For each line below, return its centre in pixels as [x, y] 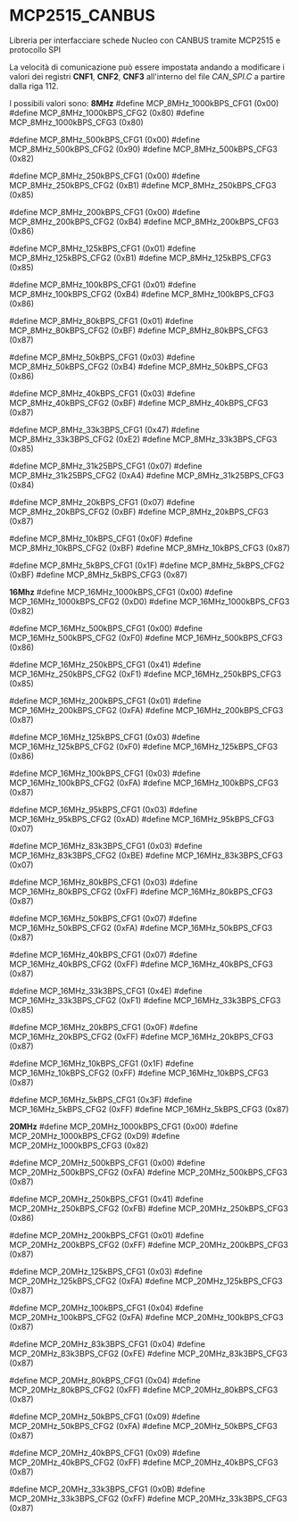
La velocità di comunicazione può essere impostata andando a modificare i [147, 67]
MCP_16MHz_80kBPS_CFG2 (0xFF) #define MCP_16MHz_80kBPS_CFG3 [141, 891]
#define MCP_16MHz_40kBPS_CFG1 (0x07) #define [104, 954]
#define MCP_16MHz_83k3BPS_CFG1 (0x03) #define [106, 845]
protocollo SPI [35, 49]
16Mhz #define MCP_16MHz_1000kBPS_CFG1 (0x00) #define [121, 592]
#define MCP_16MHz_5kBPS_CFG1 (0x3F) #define [101, 1100]
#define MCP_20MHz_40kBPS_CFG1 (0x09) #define [105, 1452]
